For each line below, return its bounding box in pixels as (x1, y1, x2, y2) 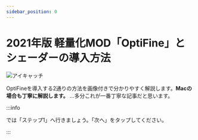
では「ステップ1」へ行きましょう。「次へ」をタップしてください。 (6, 116, 168, 123)
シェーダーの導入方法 (6, 51, 112, 64)
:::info (6, 104, 20, 111)
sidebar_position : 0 (6, 8, 58, 15)
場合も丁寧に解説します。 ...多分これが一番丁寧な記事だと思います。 (6, 92, 174, 99)
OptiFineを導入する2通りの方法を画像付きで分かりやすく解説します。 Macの (6, 85, 192, 92)
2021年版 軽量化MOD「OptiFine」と (6, 36, 185, 49)
